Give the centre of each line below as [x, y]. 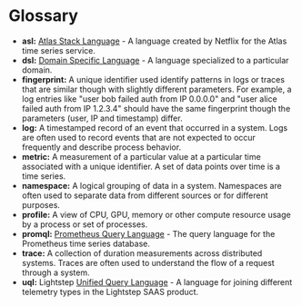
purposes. [41, 204]
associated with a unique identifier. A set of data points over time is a [151, 166]
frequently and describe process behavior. [101, 147]
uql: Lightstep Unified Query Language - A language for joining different [157, 281]
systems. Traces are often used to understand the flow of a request [148, 262]
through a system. [55, 272]
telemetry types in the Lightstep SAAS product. [110, 291]
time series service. [59, 50]
